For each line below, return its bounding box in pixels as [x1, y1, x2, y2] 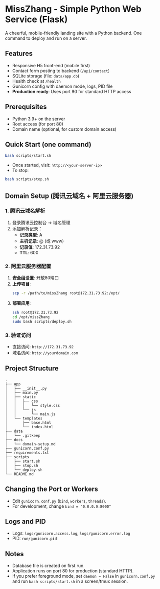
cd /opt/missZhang [12, 315, 50, 319]
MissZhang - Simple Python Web [5, 3, 142, 15]
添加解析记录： [12, 225, 43, 231]
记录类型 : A [19, 232, 43, 238]
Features [5, 49, 33, 58]
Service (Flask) [5, 14, 68, 25]
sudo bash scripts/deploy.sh [12, 319, 72, 324]
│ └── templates [5, 416, 43, 421]
